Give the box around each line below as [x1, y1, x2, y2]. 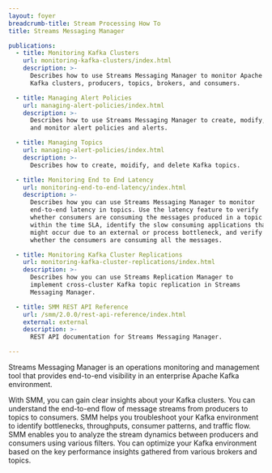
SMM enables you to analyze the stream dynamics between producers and [8, 430, 259, 439]
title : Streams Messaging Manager [8, 27, 125, 35]
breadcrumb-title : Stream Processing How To [8, 19, 161, 28]
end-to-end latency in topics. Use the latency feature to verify [29, 206, 259, 215]
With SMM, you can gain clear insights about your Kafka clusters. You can [8, 395, 256, 405]
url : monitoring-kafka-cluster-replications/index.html [23, 258, 216, 266]
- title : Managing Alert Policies [15, 94, 132, 102]
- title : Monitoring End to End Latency [15, 176, 154, 184]
